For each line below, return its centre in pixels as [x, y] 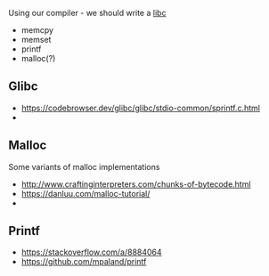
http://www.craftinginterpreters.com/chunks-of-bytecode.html [136, 184]
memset [36, 40]
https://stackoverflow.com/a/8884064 [91, 252]
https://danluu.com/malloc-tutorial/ [86, 193]
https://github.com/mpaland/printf [84, 262]
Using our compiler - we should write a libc [87, 13]
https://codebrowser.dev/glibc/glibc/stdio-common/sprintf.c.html [140, 108]
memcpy [37, 30]
